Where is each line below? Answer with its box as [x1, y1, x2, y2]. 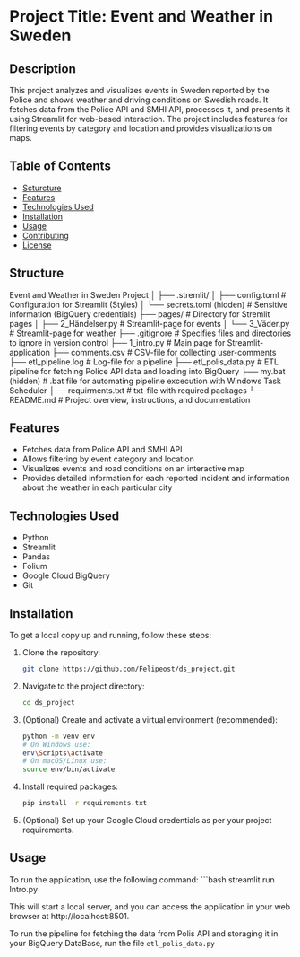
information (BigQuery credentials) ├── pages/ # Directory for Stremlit [9, 308, 270, 320]
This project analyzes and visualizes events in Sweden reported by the [9, 85, 270, 95]
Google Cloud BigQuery [21, 570, 110, 581]
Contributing [21, 230, 69, 241]
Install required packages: [21, 781, 118, 792]
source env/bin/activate [21, 765, 116, 774]
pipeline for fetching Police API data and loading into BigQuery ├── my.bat [9, 365, 286, 376]
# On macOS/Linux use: [21, 757, 107, 766]
